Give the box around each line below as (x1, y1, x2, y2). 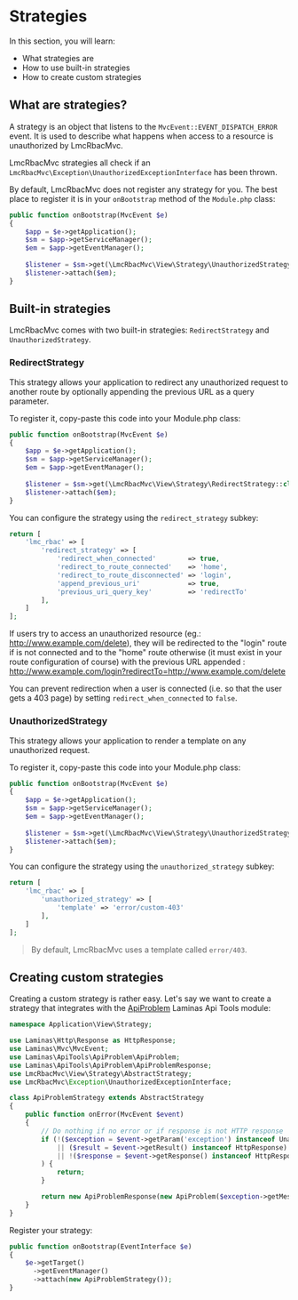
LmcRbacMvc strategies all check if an (9, 157, 151, 168)
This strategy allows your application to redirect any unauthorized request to (9, 376, 288, 388)
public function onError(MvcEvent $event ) (25, 1110, 184, 1119)
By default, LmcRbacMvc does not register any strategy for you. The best (9, 184, 278, 195)
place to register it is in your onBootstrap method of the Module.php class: (9, 193, 276, 204)
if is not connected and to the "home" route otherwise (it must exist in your (9, 647, 282, 658)
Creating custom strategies (9, 969, 164, 984)
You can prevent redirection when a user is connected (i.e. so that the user (9, 683, 282, 694)
